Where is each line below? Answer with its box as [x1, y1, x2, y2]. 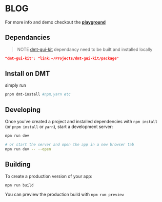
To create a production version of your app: [5, 173, 93, 179]
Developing [5, 105, 40, 114]
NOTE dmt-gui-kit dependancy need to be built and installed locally [17, 46, 153, 52]
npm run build [5, 182, 34, 188]
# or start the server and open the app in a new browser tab [5, 142, 134, 147]
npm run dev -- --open [5, 147, 51, 151]
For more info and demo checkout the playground [5, 19, 106, 25]
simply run [5, 82, 26, 88]
